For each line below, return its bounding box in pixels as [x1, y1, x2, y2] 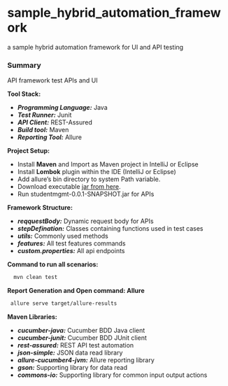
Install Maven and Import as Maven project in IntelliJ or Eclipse [17, 160, 199, 169]
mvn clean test [13, 274, 58, 281]
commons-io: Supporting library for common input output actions [17, 371, 208, 379]
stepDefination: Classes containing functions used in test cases [17, 224, 204, 233]
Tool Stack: [7, 90, 41, 99]
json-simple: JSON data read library [17, 348, 123, 357]
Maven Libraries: [7, 313, 58, 321]
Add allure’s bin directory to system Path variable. [17, 175, 161, 183]
